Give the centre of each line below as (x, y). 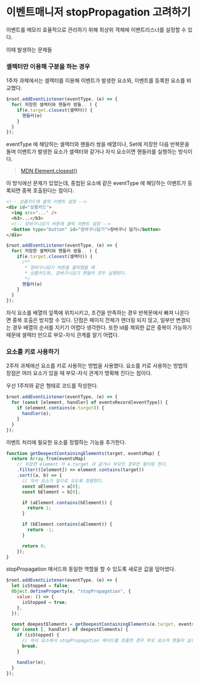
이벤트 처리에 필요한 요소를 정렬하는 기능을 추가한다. (66, 442)
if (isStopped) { (38, 635)
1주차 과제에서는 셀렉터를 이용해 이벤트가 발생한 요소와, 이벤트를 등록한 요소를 (96, 81)
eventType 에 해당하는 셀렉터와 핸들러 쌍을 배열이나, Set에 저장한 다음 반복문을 (98, 144)
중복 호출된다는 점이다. (48, 191)
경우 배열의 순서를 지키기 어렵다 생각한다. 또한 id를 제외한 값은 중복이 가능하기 (102, 328)
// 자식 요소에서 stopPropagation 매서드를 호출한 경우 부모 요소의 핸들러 (103, 641)
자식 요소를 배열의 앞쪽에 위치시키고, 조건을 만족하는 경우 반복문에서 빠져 (90, 313)
